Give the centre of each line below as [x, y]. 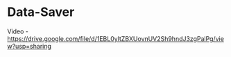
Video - [18, 31]
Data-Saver [41, 12]
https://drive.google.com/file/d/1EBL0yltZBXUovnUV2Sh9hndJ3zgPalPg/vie [115, 38]
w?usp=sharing [29, 46]
